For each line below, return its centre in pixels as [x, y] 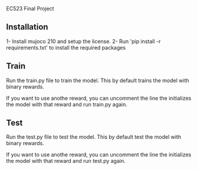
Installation [27, 27]
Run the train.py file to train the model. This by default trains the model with [98, 80]
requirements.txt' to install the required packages [66, 47]
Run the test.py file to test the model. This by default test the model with [94, 137]
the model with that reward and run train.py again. [67, 104]
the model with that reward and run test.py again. [66, 161]
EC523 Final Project [30, 9]
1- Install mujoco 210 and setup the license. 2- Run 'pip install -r [83, 41]
